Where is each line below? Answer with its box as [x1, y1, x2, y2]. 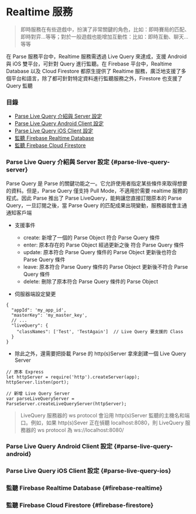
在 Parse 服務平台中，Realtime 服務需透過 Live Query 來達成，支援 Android [6, 53, 187, 60]
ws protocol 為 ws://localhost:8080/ [37, 426, 124, 433]
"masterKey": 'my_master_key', [11, 312, 88, 318]
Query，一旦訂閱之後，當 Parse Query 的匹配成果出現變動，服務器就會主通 [6, 201, 187, 208]
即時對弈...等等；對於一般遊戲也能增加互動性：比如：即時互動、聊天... [20, 33, 188, 40]
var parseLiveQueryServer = [6, 396, 75, 402]
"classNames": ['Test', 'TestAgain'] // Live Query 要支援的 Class [16, 328, 184, 334]
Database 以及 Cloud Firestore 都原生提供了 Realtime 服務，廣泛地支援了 [6, 67, 181, 74]
